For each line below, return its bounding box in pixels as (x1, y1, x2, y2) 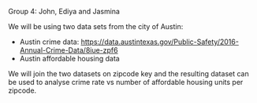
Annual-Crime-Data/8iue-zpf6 (19, 46, 118, 54)
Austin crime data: (19, 37, 80, 46)
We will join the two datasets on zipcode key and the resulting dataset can (8, 69, 250, 78)
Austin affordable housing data (19, 54, 120, 63)
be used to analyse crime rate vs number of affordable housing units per (8, 78, 244, 86)
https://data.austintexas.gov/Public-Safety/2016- (80, 37, 239, 46)
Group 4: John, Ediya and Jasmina (8, 7, 121, 16)
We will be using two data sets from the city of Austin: (8, 22, 184, 31)
